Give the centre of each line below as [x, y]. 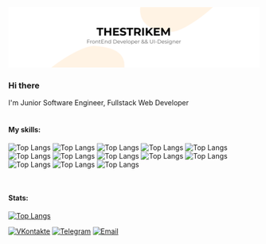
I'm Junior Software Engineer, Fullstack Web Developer [99, 103]
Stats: [19, 198]
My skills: [25, 129]
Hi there [24, 85]
